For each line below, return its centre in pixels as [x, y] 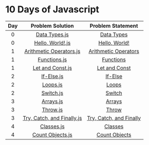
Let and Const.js [52, 68]
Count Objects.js [53, 135]
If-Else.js [52, 76]
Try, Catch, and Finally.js [52, 118]
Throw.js [52, 110]
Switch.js [52, 93]
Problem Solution [52, 26]
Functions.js [52, 59]
